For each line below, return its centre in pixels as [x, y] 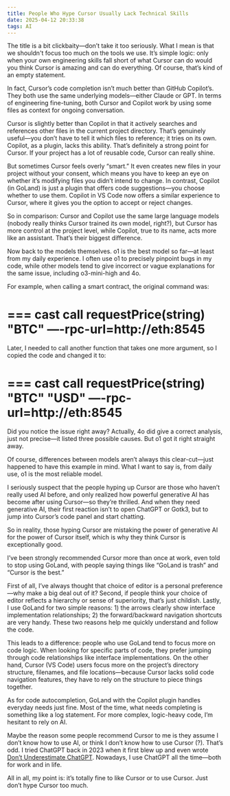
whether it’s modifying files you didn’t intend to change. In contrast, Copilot [113, 181]
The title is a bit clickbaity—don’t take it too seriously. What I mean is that [111, 46]
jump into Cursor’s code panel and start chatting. [76, 517]
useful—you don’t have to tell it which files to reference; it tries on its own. [112, 138]
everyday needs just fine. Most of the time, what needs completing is [105, 708]
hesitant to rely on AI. [37, 722]
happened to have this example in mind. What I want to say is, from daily [110, 467]
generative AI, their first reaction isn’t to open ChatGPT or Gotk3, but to [108, 509]
